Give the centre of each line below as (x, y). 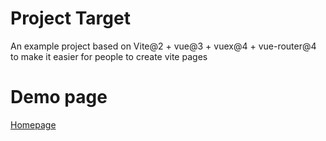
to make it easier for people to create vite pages (109, 56)
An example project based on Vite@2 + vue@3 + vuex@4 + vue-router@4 (163, 46)
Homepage (33, 124)
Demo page (59, 97)
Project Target (70, 18)
